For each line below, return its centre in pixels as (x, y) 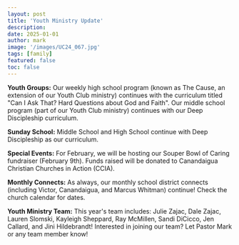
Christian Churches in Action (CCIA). (61, 168)
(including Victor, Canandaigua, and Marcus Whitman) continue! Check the (117, 189)
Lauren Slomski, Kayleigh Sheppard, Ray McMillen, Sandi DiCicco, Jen (111, 219)
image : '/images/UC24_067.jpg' (54, 47)
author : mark (27, 41)
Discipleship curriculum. (43, 118)
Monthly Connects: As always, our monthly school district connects (108, 182)
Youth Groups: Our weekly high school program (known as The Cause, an (116, 87)
